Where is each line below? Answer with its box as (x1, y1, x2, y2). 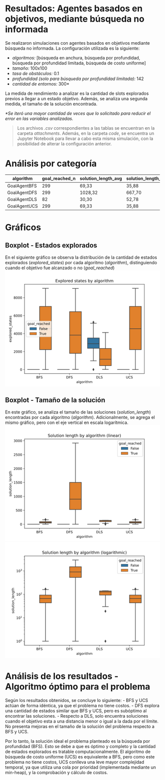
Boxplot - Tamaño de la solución (5, 396, 106, 404)
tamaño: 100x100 (12, 65, 48, 71)
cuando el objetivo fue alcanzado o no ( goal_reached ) (5, 265, 115, 271)
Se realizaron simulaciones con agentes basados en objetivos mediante (5, 40, 150, 46)
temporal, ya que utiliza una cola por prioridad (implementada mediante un (5, 764, 156, 770)
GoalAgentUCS (7, 203, 38, 209)
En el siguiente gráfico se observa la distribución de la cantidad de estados (5, 254, 157, 260)
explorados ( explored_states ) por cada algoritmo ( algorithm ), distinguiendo (5, 259, 157, 265)
